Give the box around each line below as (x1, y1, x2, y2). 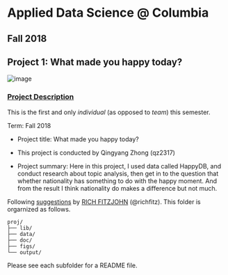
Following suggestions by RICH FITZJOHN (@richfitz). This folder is (7, 197, 201, 206)
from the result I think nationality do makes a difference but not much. (17, 184, 218, 192)
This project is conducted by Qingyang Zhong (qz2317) (17, 148, 176, 157)
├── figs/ (7, 242, 36, 250)
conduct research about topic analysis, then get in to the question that (17, 169, 219, 178)
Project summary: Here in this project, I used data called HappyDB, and (17, 162, 221, 170)
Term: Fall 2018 (7, 121, 51, 129)
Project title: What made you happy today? (17, 134, 139, 143)
